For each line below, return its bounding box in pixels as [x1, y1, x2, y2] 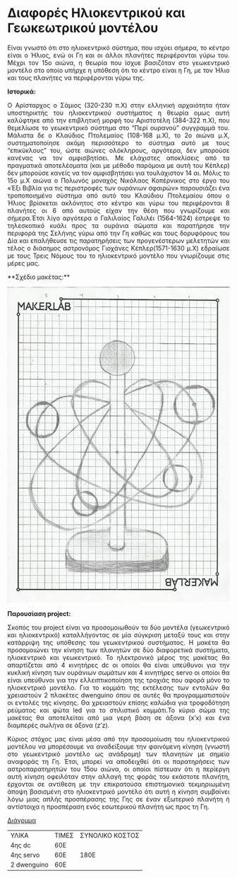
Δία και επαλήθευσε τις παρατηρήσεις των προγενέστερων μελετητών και [7, 236, 230, 245]
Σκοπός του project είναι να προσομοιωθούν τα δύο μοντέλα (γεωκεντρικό [7, 623, 230, 632]
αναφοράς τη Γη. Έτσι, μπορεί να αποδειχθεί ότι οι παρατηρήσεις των [7, 757, 230, 765]
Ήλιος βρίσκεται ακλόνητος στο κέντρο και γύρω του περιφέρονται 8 [7, 198, 230, 207]
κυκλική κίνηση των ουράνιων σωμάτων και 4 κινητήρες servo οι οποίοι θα [7, 668, 230, 677]
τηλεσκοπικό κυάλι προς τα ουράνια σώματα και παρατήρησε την [7, 221, 230, 229]
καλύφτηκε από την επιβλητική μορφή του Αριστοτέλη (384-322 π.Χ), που [7, 115, 230, 125]
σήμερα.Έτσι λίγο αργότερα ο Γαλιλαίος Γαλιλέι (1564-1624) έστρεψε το [7, 214, 230, 222]
